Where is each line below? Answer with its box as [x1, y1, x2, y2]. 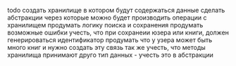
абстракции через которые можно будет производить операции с [7, 13, 207, 22]
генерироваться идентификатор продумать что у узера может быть [7, 36, 213, 44]
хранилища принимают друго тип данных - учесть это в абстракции [7, 51, 213, 59]
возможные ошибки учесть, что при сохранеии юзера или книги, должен [7, 28, 229, 37]
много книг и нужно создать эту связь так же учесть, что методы [7, 44, 206, 51]
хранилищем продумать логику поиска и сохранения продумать [7, 21, 204, 29]
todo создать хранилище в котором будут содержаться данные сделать [7, 6, 225, 14]
